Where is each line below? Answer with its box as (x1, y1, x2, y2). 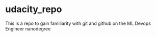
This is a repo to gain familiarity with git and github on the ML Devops (5, 20, 151, 26)
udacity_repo (5, 4, 62, 15)
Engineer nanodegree (5, 25, 51, 31)
